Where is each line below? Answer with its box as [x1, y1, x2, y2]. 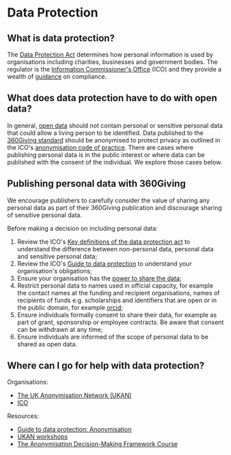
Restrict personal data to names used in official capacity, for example [16, 281, 214, 290]
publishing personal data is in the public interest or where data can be [7, 150, 205, 159]
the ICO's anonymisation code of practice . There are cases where [7, 143, 194, 151]
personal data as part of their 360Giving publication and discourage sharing [7, 203, 222, 211]
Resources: [7, 412, 39, 421]
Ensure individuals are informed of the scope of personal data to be [16, 332, 208, 341]
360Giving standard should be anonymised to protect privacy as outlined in [7, 136, 221, 144]
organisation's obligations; [16, 266, 93, 275]
